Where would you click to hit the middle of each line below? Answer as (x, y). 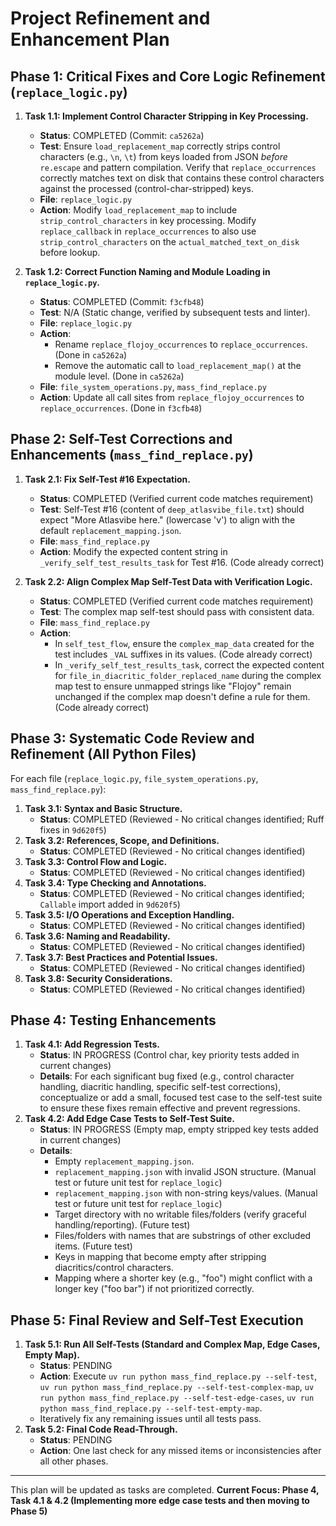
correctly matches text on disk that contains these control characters (182, 178)
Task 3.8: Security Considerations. (98, 978)
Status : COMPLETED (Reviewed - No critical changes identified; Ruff (182, 819)
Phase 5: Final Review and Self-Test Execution (157, 1320)
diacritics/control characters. (114, 1268)
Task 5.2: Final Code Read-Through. (101, 1429)
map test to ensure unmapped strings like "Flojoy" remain (173, 686)
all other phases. (74, 1461)
